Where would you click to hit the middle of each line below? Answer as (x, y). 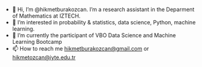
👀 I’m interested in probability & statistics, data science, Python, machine (104, 22)
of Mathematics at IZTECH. (46, 16)
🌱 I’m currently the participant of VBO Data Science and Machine (94, 35)
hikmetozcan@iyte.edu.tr (44, 57)
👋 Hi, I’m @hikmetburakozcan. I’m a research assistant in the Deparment (103, 9)
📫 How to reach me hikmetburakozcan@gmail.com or (80, 48)
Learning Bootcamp (37, 42)
